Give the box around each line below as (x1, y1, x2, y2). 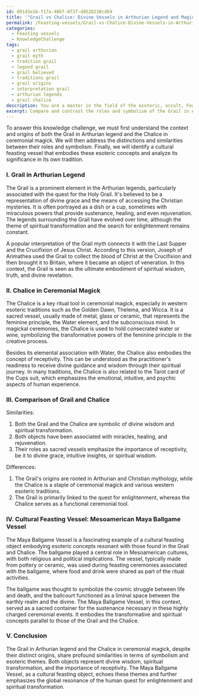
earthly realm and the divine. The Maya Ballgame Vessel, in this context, (6, 598, 182, 605)
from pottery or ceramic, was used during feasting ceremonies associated (6, 561, 187, 568)
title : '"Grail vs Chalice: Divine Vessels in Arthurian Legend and (6, 14, 179, 20)
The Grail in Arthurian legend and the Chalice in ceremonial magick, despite (6, 645, 191, 652)
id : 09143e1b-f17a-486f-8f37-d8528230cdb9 (6, 8, 113, 15)
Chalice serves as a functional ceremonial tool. (14, 500, 129, 508)
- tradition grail (11, 58, 57, 64)
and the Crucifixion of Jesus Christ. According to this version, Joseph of (6, 246, 182, 253)
